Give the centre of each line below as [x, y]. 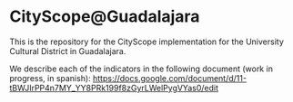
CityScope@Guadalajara [105, 17]
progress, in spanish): [50, 78]
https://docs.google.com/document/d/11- [170, 78]
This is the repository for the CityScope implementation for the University [147, 42]
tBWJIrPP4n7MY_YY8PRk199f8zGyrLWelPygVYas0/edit [114, 88]
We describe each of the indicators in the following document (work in [141, 69]
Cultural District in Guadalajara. [68, 51]
